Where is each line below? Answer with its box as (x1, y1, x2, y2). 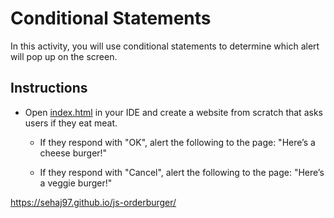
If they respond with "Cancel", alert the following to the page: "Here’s (39, 166, 325, 178)
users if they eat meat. (24, 117, 118, 129)
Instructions (10, 80, 88, 97)
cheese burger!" (39, 147, 108, 159)
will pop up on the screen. (10, 50, 118, 62)
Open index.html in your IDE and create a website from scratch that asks (24, 106, 323, 118)
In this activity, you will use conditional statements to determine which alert (10, 40, 320, 52)
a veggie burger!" (39, 177, 113, 189)
